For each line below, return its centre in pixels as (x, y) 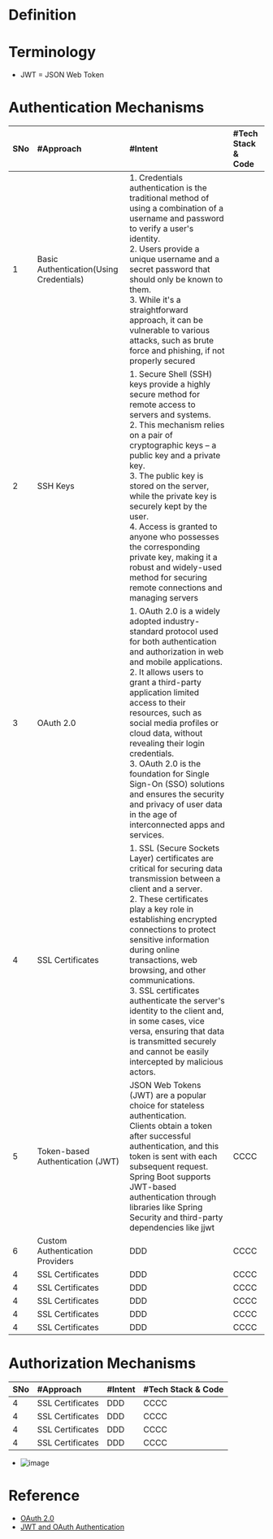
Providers (56, 1261)
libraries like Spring (166, 1208)
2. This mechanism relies (177, 425)
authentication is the (168, 188)
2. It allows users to (167, 672)
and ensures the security (177, 794)
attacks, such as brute (171, 341)
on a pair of (151, 435)
